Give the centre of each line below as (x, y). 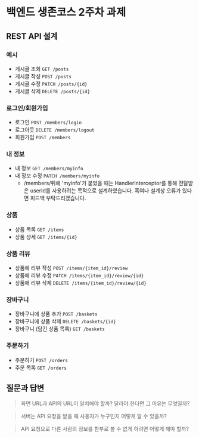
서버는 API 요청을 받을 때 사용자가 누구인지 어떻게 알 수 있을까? (94, 416)
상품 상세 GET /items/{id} (46, 237)
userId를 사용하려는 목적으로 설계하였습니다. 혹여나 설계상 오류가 (105, 191)
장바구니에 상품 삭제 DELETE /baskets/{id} (65, 321)
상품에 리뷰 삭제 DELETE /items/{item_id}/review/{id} (81, 283)
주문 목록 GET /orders (41, 367)
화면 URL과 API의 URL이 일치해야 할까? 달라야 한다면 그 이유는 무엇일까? (105, 403)
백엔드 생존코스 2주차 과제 (66, 12)
